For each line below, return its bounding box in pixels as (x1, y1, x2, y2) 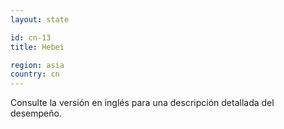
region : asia (10, 60, 65, 70)
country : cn (10, 69, 60, 80)
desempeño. (10, 107, 62, 120)
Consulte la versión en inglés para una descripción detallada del (10, 97, 275, 109)
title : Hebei (10, 42, 65, 52)
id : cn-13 (10, 32, 52, 43)
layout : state (10, 14, 70, 25)
